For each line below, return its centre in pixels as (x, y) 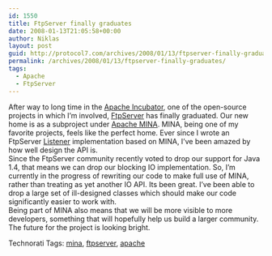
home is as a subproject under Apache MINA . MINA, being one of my (123, 124)
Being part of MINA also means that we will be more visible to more (121, 210)
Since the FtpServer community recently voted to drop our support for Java (134, 158)
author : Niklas (34, 38)
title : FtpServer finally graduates (70, 23)
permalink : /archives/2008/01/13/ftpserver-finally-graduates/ (117, 62)
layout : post (30, 46)
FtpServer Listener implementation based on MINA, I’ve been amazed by (130, 141)
